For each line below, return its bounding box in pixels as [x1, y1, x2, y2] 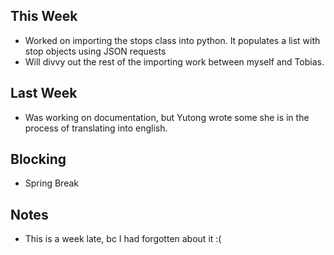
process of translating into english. [24, 122, 168, 134]
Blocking [10, 151, 67, 168]
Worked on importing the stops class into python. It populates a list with [24, 34, 321, 46]
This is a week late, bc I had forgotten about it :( [24, 233, 222, 245]
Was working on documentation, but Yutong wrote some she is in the [24, 111, 310, 123]
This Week [10, 8, 78, 25]
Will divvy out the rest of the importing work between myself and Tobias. [24, 55, 325, 68]
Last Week [10, 85, 78, 102]
